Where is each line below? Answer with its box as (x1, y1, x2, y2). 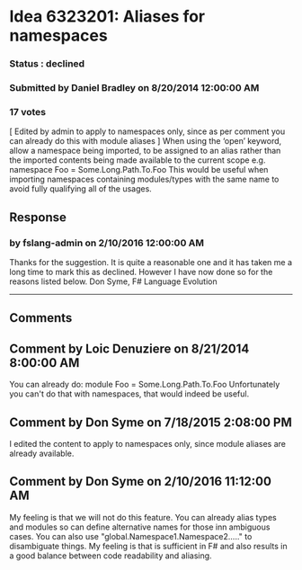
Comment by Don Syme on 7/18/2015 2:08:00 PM (9, 414, 292, 430)
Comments (9, 310, 73, 325)
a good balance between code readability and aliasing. (9, 550, 213, 561)
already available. (9, 448, 75, 459)
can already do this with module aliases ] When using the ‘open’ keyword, (9, 136, 282, 147)
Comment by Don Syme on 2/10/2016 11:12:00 (9, 474, 272, 489)
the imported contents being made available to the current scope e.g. (9, 155, 266, 165)
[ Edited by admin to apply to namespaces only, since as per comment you (9, 126, 286, 137)
